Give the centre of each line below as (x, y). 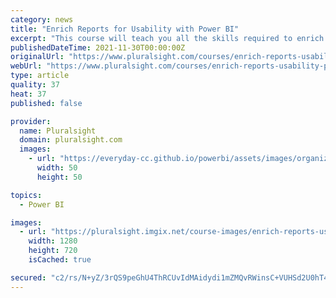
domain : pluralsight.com (71, 140)
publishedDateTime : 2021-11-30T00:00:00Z (98, 47)
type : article (40, 76)
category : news (42, 19)
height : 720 (53, 251)
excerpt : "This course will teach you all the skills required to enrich (167, 38)
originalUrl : (37, 57)
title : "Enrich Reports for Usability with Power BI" (125, 29)
